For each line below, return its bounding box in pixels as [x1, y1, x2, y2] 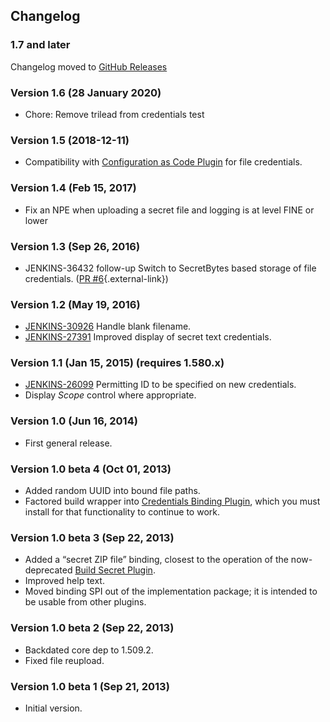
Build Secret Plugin [74, 564, 153, 576]
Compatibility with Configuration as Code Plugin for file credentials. [24, 156, 303, 168]
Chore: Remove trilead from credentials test [24, 108, 205, 120]
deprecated [24, 564, 73, 576]
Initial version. [24, 702, 83, 714]
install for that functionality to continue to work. [24, 506, 220, 518]
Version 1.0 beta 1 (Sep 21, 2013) [10, 679, 170, 693]
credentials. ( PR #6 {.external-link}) [24, 272, 169, 284]
